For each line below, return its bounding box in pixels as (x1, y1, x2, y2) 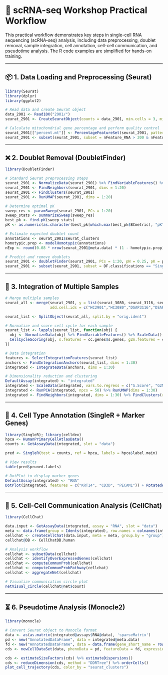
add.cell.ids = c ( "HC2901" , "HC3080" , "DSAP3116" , (49, 305, 153, 310)
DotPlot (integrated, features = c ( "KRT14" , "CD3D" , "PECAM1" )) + (5, 483, 144, 488)
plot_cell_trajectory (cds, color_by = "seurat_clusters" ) (5, 665, 128, 670)
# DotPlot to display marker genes (5, 473, 79, 478)
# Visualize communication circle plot (5, 579, 88, 584)
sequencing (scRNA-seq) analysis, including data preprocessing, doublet (5, 37, 156, 43)
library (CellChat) (5, 514, 43, 520)
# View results (5, 460, 37, 465)
